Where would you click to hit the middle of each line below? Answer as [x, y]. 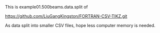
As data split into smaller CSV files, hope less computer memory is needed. [80, 25]
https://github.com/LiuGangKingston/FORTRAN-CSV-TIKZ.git [66, 16]
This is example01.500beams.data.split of [47, 7]
